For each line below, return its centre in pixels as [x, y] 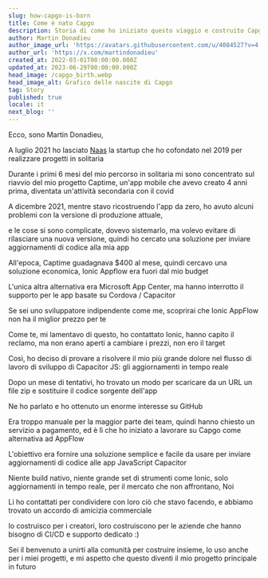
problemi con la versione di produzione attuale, [86, 215]
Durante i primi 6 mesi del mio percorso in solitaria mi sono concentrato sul [132, 174]
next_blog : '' [32, 112]
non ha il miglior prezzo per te [57, 319]
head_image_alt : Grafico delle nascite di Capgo [91, 82]
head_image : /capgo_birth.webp [60, 75]
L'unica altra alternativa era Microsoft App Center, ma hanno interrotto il [126, 287]
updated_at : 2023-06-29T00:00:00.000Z [73, 68]
